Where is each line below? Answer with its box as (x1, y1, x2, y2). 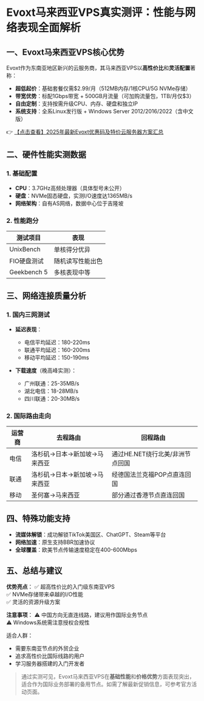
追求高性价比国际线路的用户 (15, 652, 85, 660)
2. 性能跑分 (6, 216, 39, 225)
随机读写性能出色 (53, 256, 103, 265)
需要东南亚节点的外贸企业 (15, 644, 80, 652)
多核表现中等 (53, 268, 91, 277)
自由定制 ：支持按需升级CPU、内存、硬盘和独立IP (15, 100, 138, 107)
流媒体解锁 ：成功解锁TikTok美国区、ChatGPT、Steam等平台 (15, 530, 166, 538)
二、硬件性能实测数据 (6, 150, 86, 160)
